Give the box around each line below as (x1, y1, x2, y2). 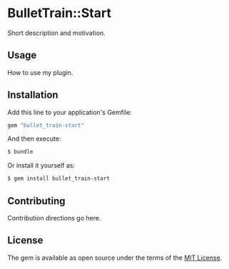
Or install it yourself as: (7, 161, 75, 170)
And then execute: (7, 134, 61, 143)
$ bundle (7, 148, 34, 156)
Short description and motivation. (7, 29, 106, 37)
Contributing (7, 195, 66, 207)
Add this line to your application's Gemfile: (7, 108, 132, 116)
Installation (7, 89, 58, 101)
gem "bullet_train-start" (7, 121, 84, 129)
